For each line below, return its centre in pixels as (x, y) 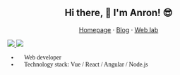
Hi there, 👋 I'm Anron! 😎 (119, 13)
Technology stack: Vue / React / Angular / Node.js (86, 64)
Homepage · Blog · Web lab (119, 29)
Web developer (42, 57)
